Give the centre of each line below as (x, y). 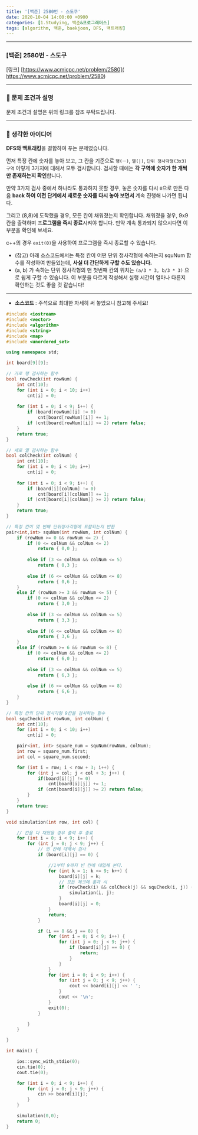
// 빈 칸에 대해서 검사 (62, 849)
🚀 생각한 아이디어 (29, 134)
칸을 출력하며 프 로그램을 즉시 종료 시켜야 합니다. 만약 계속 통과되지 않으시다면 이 (97, 223)
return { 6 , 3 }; (57, 675)
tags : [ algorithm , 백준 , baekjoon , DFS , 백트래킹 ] (66, 28)
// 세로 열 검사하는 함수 (32, 450)
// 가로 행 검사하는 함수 (32, 374)
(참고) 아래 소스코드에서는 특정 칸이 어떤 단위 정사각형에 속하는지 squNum (100, 255)
